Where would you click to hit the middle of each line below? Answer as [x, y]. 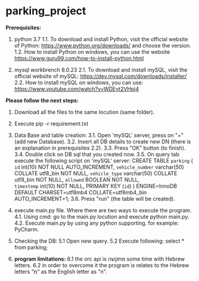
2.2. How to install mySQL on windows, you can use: [79, 83]
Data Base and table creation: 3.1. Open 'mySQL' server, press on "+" [99, 135]
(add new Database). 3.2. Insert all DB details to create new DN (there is [102, 141]
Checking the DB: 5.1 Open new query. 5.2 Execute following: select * [99, 241]
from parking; [31, 247]
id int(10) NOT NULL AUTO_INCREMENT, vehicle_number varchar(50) [99, 167]
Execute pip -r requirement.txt [51, 123]
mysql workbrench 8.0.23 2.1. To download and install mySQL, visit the [101, 69]
